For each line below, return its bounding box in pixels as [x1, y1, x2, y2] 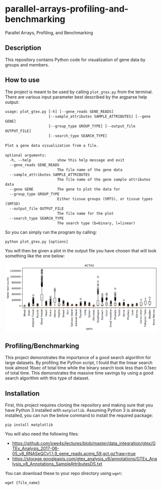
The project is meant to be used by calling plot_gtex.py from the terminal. [5, 89, 153, 95]
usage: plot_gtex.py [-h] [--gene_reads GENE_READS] [5, 109, 114, 114]
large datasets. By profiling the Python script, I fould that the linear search [5, 360, 153, 366]
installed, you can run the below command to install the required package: [5, 412, 153, 418]
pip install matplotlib [5, 423, 53, 427]
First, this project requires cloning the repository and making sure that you [5, 402, 153, 408]
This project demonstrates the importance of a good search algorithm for [5, 355, 151, 360]
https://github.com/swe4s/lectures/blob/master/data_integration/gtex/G [12, 441, 156, 446]
